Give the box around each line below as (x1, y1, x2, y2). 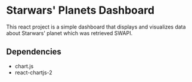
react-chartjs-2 (14, 69, 52, 76)
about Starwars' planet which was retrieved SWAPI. (6, 29, 133, 36)
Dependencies (6, 47, 61, 57)
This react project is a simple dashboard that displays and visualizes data (6, 23, 186, 30)
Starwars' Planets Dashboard (6, 4, 155, 17)
